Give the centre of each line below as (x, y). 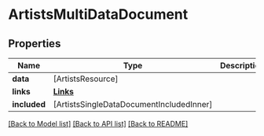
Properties (35, 44)
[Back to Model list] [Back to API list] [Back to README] (98, 124)
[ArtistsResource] (86, 79)
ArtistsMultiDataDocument (98, 15)
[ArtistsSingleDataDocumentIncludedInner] (133, 104)
